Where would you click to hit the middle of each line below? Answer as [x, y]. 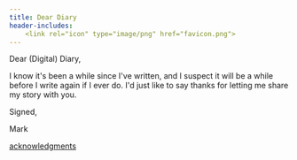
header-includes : [41, 26]
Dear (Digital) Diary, [45, 59]
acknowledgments [43, 146]
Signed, [23, 112]
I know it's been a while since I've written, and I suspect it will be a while [141, 76]
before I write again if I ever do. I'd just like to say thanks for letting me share [149, 86]
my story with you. [43, 95]
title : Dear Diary [43, 17]
